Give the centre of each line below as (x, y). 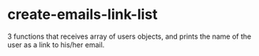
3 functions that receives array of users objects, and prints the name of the (129, 36)
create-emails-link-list (83, 15)
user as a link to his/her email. (56, 44)
